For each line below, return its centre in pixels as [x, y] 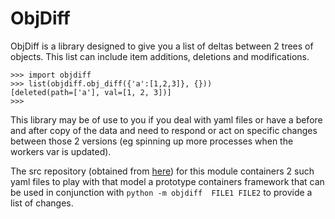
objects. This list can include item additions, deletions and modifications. [160, 56]
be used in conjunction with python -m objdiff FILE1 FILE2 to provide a [161, 192]
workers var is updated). [61, 151]
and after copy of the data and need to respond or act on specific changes [164, 130]
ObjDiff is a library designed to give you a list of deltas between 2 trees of [162, 46]
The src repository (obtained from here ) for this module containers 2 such [162, 171]
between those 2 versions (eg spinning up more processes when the [152, 141]
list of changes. [42, 203]
